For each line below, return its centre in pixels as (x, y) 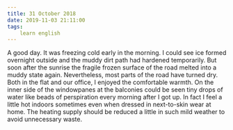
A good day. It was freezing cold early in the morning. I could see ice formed (117, 53)
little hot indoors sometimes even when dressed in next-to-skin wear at (109, 104)
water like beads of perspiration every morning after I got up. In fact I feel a (115, 97)
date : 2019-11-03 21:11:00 (46, 20)
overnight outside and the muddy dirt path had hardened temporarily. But (112, 60)
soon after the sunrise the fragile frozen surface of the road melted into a (112, 67)
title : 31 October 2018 (42, 14)
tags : (15, 26)
